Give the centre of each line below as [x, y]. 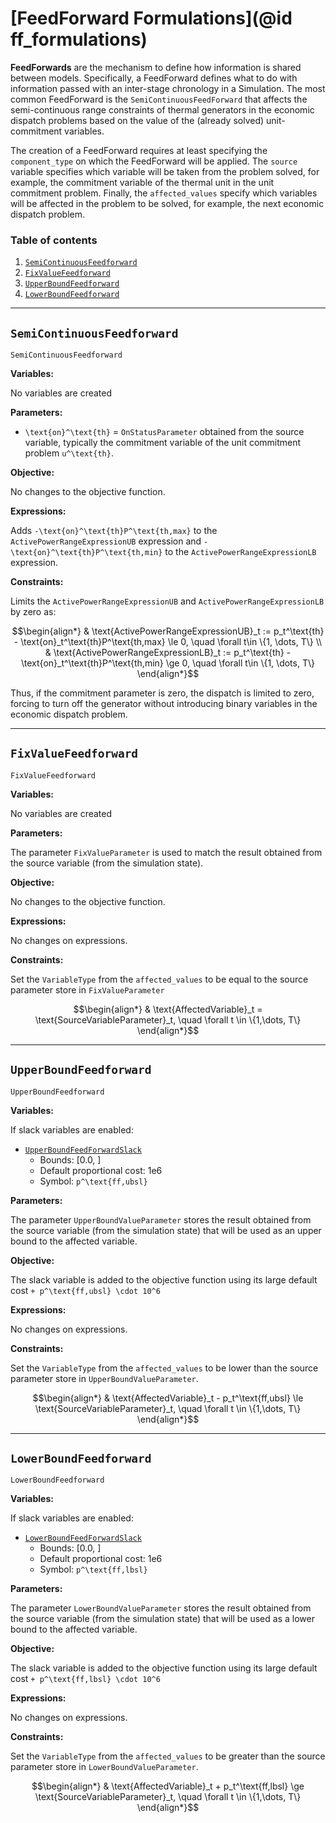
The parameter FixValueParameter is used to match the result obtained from [166, 852]
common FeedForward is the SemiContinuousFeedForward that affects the [159, 99]
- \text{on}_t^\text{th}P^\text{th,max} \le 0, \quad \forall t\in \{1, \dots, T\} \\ [168, 642]
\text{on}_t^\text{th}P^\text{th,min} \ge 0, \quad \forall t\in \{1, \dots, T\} [168, 663]
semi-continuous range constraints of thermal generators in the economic [162, 109]
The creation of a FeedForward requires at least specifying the [139, 150]
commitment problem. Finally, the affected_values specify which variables [164, 193]
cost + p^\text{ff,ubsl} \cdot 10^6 [85, 1290]
